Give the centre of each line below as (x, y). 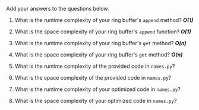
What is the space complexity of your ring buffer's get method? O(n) (99, 55)
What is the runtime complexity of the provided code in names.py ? (95, 66)
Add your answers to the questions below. (58, 9)
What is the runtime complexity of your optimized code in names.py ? (98, 89)
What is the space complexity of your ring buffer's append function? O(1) (103, 32)
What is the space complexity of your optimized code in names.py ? (96, 101)
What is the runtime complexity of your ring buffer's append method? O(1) (104, 20)
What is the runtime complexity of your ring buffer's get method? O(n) (101, 43)
